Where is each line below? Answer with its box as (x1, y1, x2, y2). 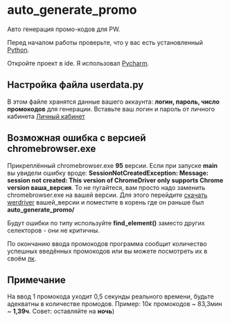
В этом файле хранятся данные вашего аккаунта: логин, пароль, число (7, 97, 220, 106)
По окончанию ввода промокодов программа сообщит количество (7, 239, 207, 247)
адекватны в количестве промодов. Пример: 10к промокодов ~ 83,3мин (7, 300, 223, 308)
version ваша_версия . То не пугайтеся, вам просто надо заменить (7, 183, 206, 191)
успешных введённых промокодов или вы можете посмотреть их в (7, 247, 208, 255)
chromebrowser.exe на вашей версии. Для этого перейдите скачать (7, 191, 208, 199)
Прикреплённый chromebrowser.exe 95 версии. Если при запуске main (7, 161, 218, 169)
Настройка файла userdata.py (7, 79, 144, 91)
